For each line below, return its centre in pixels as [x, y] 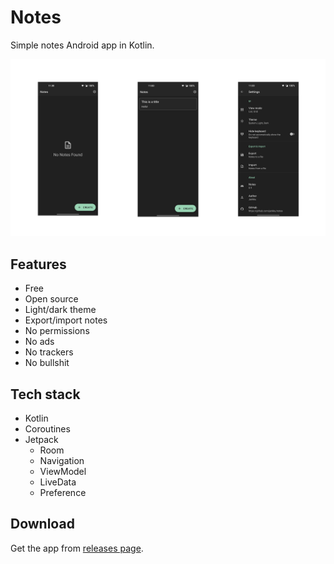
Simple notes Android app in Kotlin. [82, 45]
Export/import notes [66, 320]
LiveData [58, 482]
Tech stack [45, 394]
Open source [51, 299]
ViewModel [63, 472]
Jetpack [41, 440]
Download [42, 524]
